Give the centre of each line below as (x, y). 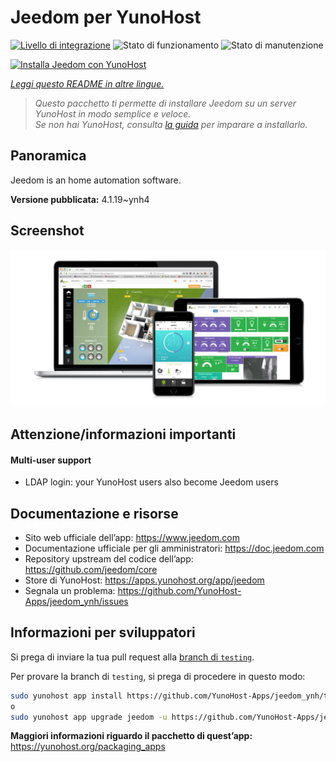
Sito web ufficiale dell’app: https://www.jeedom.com (132, 537)
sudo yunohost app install (66, 696)
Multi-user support (51, 460)
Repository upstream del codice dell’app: (109, 558)
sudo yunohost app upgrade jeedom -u (89, 717)
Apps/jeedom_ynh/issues (76, 601)
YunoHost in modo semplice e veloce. (113, 113)
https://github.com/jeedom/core (91, 569)
